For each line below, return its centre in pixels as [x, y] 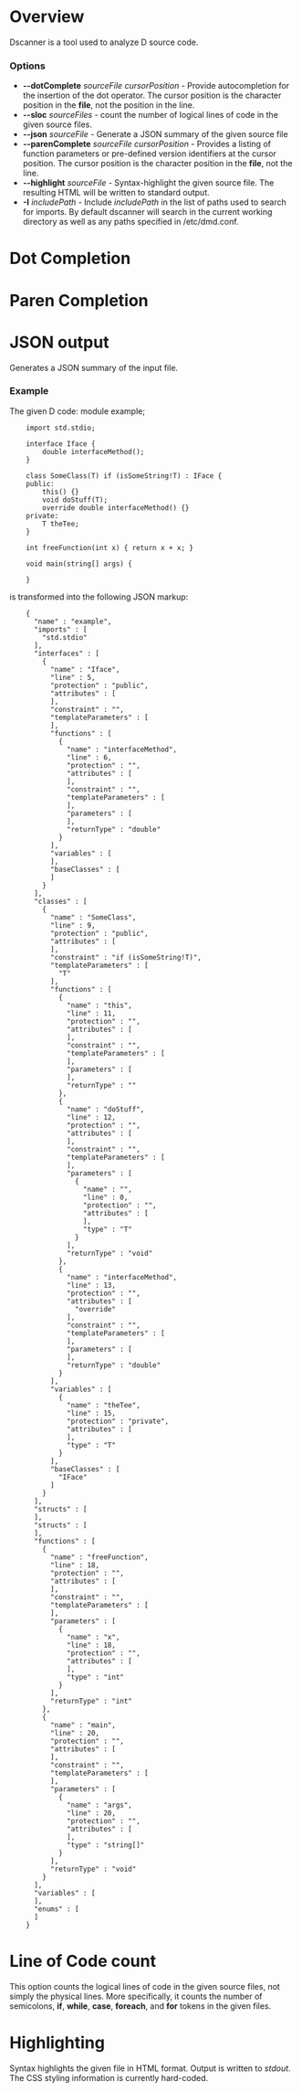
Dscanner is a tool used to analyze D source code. [104, 42]
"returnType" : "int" [91, 1701]
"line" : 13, [92, 1285]
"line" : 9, [73, 925]
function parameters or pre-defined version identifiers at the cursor [149, 154]
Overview [47, 17]
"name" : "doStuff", [106, 1109]
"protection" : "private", [118, 1421]
